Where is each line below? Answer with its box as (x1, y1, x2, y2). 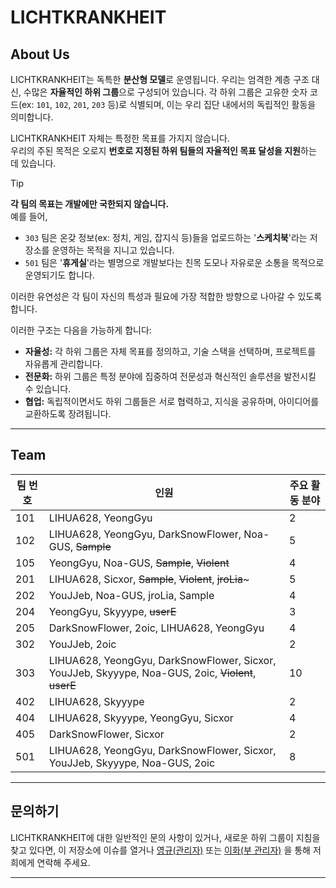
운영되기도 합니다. (24, 269, 95, 281)
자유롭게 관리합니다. (24, 358, 103, 370)
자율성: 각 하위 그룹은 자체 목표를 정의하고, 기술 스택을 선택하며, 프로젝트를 (24, 346, 317, 357)
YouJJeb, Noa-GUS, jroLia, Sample (48, 588, 215, 602)
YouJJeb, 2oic (48, 637, 117, 651)
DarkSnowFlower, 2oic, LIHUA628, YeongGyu (48, 621, 265, 635)
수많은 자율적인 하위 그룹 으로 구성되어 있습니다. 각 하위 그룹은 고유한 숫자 (23, 86, 308, 98)
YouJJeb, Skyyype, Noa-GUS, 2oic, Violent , (48, 666, 257, 680)
